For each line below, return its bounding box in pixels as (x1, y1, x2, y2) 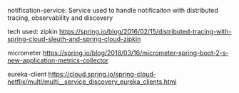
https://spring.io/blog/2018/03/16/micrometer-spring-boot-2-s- (42, 49, 229, 57)
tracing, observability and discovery (7, 13, 113, 22)
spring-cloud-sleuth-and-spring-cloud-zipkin (7, 35, 141, 43)
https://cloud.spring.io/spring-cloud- (48, 70, 157, 78)
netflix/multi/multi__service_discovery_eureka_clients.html (7, 77, 177, 86)
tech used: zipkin (7, 28, 59, 35)
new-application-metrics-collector (7, 56, 109, 65)
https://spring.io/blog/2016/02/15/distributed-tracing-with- (59, 28, 232, 35)
